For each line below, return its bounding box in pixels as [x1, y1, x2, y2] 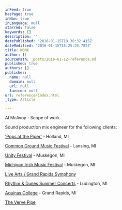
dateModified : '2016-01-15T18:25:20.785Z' [5, 43, 92, 48]
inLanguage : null [5, 20, 40, 26]
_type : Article [5, 97, 36, 102]
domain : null [9, 79, 36, 84]
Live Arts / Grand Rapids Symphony [5, 171, 76, 177]
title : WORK [5, 48, 29, 52]
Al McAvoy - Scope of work [5, 115, 60, 121]
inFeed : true [5, 7, 31, 12]
